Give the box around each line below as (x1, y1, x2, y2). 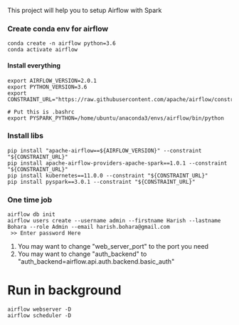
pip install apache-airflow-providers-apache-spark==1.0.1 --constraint (7, 160, 228, 167)
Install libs (7, 131, 44, 141)
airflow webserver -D (7, 306, 72, 313)
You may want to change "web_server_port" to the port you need (17, 242, 208, 251)
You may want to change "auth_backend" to (17, 249, 147, 259)
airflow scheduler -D (7, 312, 72, 319)
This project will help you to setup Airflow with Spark (7, 6, 162, 14)
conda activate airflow (7, 46, 78, 53)
